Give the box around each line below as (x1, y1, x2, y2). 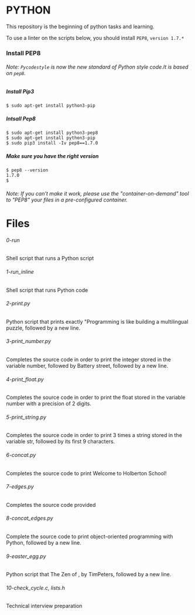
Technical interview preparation (6, 603, 83, 610)
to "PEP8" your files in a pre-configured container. (6, 196, 128, 203)
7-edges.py (6, 483, 34, 490)
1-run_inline (6, 268, 34, 275)
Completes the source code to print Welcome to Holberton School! (6, 469, 167, 476)
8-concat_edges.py (6, 515, 54, 522)
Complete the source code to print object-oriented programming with (6, 533, 173, 540)
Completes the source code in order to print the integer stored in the (6, 356, 171, 363)
